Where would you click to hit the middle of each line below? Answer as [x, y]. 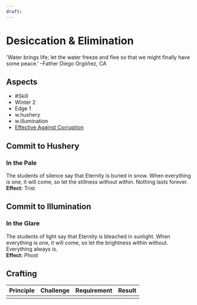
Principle [22, 290]
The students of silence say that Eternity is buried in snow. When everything [99, 176]
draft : [14, 12]
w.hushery [27, 115]
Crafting [22, 274]
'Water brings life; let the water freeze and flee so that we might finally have [98, 57]
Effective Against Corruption [49, 127]
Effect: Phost [22, 255]
